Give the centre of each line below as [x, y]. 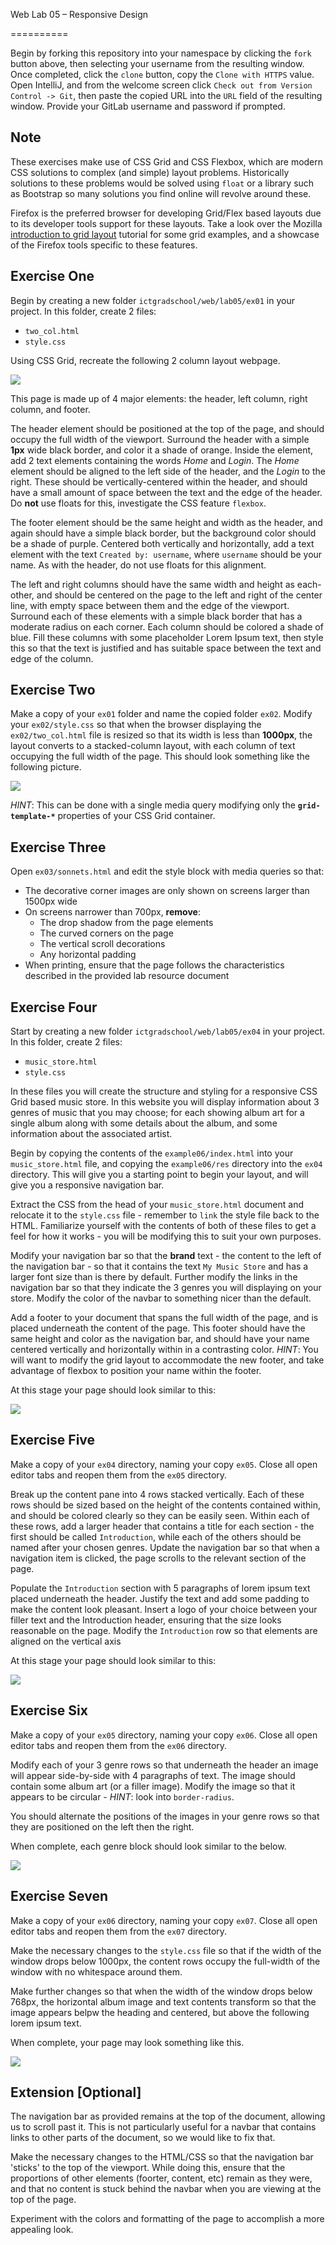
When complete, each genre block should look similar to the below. [148, 1846]
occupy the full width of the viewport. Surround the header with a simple [160, 439]
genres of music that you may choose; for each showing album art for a [157, 1113]
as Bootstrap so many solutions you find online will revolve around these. [161, 193]
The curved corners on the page [106, 933]
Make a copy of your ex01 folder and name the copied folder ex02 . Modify [161, 714]
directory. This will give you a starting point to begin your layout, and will [159, 1175]
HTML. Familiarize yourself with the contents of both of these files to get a [163, 1226]
